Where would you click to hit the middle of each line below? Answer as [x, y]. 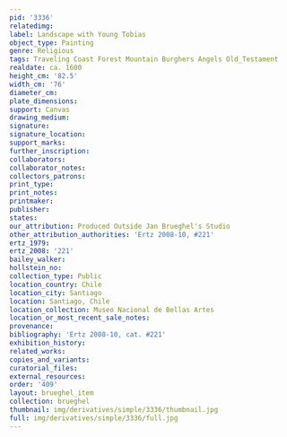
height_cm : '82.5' [43, 76]
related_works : [38, 351]
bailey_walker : [38, 260]
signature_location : [48, 135]
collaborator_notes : [48, 168]
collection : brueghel [50, 402]
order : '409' [34, 385]
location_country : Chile [56, 284]
